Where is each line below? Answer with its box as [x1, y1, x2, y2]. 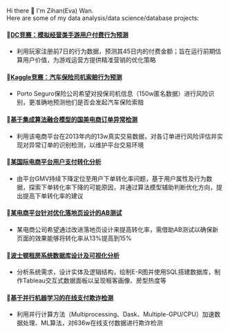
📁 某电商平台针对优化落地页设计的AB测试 [6, 209, 122, 217]
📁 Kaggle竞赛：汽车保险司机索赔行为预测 [6, 73, 122, 81]
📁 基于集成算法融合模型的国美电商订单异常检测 [6, 115, 138, 124]
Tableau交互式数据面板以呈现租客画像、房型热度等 [22, 276, 167, 285]
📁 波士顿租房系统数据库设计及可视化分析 [6, 251, 120, 259]
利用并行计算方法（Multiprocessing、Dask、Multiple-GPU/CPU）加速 [16, 310, 215, 318]
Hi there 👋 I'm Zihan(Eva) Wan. [6, 7, 94, 15]
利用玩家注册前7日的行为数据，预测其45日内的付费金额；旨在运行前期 [16, 47, 215, 55]
